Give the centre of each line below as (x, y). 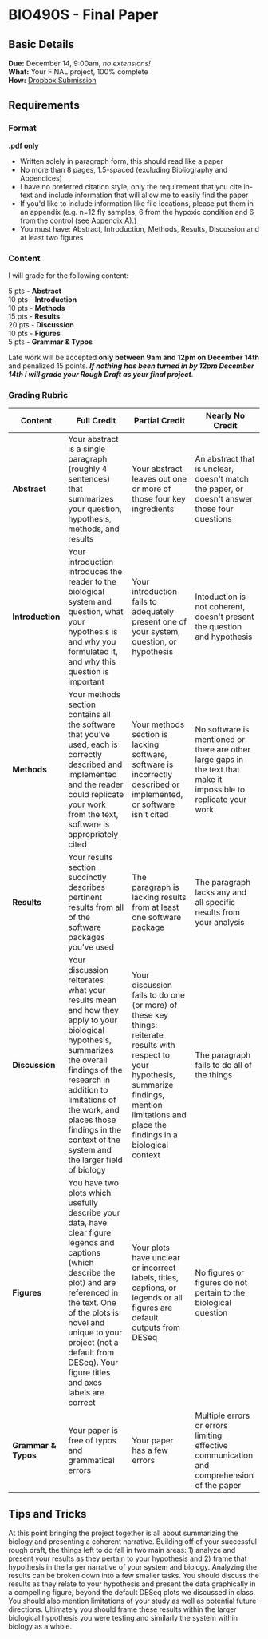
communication (224, 1455)
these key (150, 1015)
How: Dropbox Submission (53, 80)
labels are (86, 1393)
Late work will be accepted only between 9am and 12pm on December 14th (134, 357)
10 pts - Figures (35, 333)
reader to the (92, 582)
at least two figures (51, 237)
